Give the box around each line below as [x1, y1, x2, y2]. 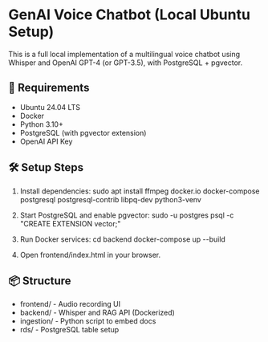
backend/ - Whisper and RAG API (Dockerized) [19, 307, 175, 318]
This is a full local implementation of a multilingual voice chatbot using [8, 49, 241, 59]
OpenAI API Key [19, 136, 73, 146]
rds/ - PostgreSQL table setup [19, 325, 120, 335]
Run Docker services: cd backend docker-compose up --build [19, 234, 226, 244]
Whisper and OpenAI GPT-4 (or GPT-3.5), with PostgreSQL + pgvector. [8, 58, 243, 67]
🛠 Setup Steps [8, 161, 84, 174]
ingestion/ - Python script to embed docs [19, 316, 156, 326]
